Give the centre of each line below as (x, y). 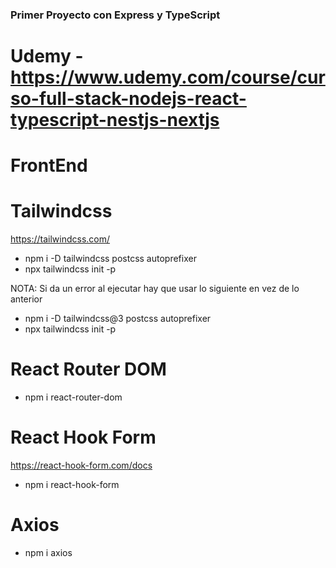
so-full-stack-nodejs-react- (128, 99)
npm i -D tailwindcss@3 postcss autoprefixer (118, 319)
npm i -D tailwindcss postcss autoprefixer (110, 259)
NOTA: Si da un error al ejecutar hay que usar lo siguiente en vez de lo (155, 289)
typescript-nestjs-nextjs (115, 120)
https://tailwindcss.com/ (60, 239)
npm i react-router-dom (73, 397)
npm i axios (48, 553)
